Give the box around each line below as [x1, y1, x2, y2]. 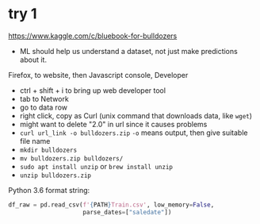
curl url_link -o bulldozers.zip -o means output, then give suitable [19, 128, 248, 137]
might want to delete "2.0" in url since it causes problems [19, 119, 208, 129]
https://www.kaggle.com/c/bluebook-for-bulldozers [8, 31, 178, 41]
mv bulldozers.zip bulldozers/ [19, 154, 124, 163]
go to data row [19, 102, 68, 112]
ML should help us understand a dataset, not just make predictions [19, 46, 238, 56]
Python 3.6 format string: [8, 185, 90, 195]
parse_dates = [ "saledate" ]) [82, 208, 172, 216]
